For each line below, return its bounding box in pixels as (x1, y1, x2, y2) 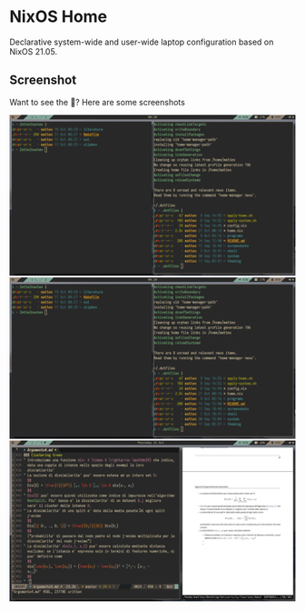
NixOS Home (9, 6, 108, 27)
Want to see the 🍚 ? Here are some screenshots (9, 96, 186, 107)
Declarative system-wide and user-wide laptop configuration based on (9, 36, 274, 47)
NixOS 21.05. (9, 45, 57, 56)
